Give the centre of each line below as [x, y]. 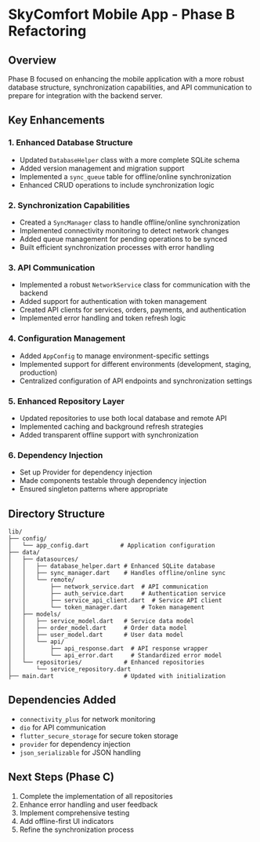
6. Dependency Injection [56, 455]
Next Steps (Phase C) [61, 777]
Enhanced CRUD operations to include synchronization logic [117, 185]
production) [38, 372]
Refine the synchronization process [77, 829]
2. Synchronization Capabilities [69, 205]
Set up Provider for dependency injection [86, 472]
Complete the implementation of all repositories [96, 796]
